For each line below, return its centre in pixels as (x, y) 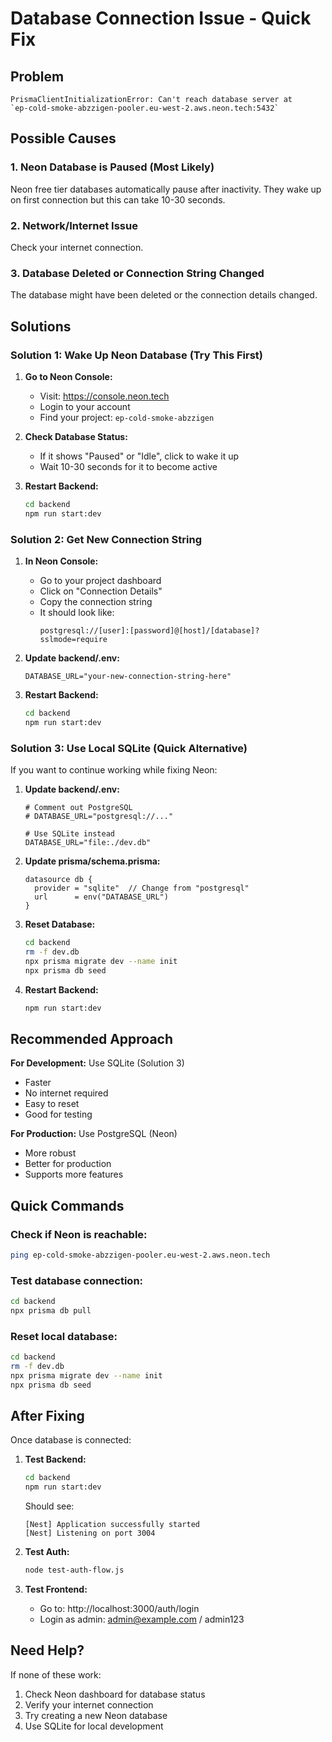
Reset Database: (60, 924)
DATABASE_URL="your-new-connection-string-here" (128, 677)
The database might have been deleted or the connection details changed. (164, 295)
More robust (50, 1153)
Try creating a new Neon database (96, 1715)
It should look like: (77, 613)
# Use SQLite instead (69, 834)
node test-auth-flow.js (74, 1570)
